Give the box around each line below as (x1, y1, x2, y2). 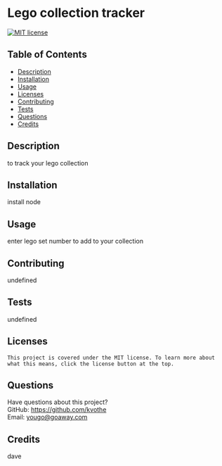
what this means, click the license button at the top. (7, 360, 174, 367)
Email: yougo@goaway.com (7, 413, 88, 422)
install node (7, 198, 41, 206)
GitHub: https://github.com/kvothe (7, 405, 107, 414)
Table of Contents (7, 49, 88, 61)
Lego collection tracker (7, 5, 145, 21)
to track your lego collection (7, 158, 89, 167)
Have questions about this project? (7, 398, 108, 406)
